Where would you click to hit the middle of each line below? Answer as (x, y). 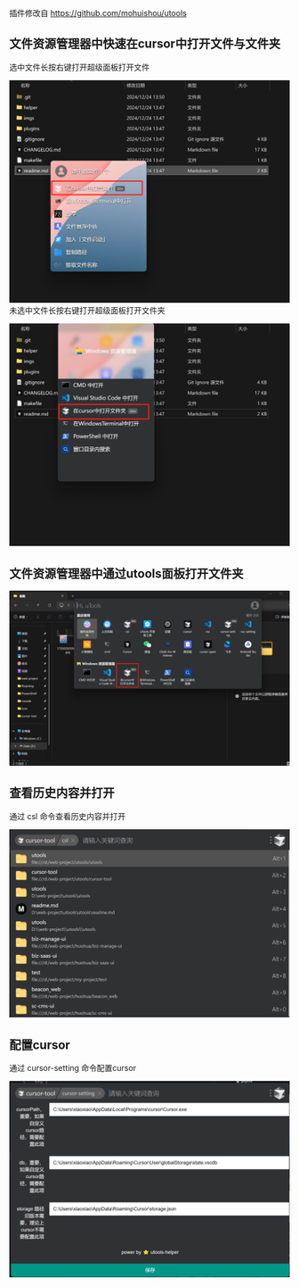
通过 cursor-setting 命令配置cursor (73, 1068)
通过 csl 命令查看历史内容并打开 (68, 816)
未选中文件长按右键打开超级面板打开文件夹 (87, 310)
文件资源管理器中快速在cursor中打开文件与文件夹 (145, 44)
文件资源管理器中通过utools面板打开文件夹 (126, 573)
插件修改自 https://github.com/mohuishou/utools (98, 13)
